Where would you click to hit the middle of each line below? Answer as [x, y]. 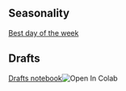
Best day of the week [44, 32]
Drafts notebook [36, 78]
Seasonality [39, 13]
